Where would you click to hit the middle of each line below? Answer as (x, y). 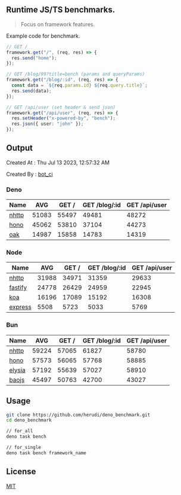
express (20, 307)
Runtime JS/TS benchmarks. (61, 10)
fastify (18, 288)
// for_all (20, 431)
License (21, 472)
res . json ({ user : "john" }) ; (48, 124)
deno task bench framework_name (46, 453)
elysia (17, 370)
